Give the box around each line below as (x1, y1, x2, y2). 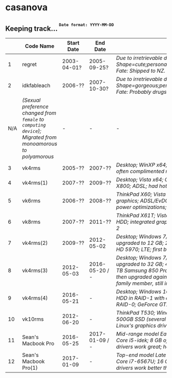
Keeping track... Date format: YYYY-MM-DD (5, 22, 114, 33)
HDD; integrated (116, 218, 155, 225)
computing (22, 122, 46, 128)
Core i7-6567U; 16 (116, 358, 164, 365)
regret (22, 60, 37, 68)
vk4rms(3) (22, 267, 48, 274)
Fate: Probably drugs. (116, 88, 168, 95)
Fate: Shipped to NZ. (116, 67, 165, 74)
